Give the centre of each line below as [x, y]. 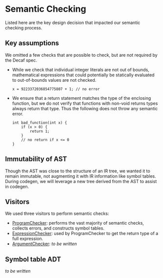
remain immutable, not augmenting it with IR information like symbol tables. [81, 176]
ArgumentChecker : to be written [44, 244]
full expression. [28, 239]
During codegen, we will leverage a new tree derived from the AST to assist [81, 181]
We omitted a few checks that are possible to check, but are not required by [81, 55]
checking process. [24, 27]
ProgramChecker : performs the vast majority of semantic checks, [78, 223]
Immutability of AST [36, 159]
